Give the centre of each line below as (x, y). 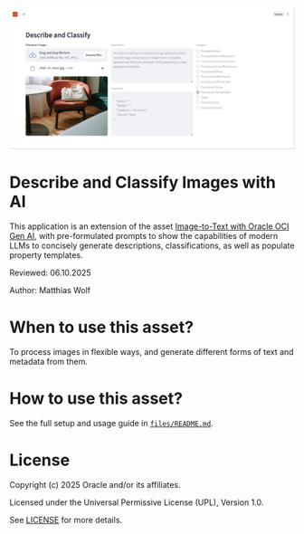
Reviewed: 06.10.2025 (51, 273)
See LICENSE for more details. (66, 520)
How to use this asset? (96, 398)
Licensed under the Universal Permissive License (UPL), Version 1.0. (137, 502)
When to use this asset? (102, 327)
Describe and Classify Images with (142, 182)
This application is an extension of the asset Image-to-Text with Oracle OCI (149, 226)
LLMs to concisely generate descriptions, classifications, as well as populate (152, 246)
